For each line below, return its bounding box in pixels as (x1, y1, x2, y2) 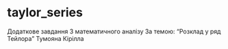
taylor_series (7, 5, 84, 20)
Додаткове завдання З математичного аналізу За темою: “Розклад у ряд (7, 27, 221, 35)
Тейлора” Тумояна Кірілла (7, 34, 84, 42)
